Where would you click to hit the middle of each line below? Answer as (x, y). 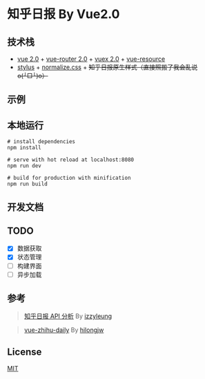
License (25, 352)
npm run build (28, 184)
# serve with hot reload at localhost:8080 (71, 160)
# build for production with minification (69, 178)
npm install (24, 148)
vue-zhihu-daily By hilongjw (64, 330)
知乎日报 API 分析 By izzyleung (68, 316)
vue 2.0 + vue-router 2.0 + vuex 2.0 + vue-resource (91, 59)
